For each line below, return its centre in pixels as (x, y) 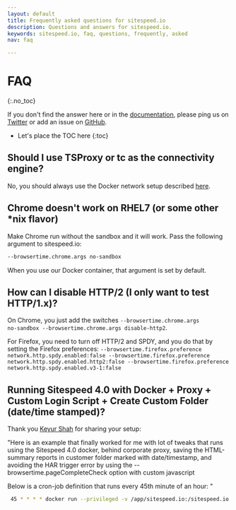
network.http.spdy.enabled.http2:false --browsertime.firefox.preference (118, 362)
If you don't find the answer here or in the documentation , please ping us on (118, 114)
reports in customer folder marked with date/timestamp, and (124, 458)
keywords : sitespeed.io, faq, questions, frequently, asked (98, 34)
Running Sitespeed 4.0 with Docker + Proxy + (110, 390)
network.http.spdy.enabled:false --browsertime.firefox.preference (109, 356)
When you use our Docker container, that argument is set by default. (107, 270)
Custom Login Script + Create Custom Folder (108, 401)
